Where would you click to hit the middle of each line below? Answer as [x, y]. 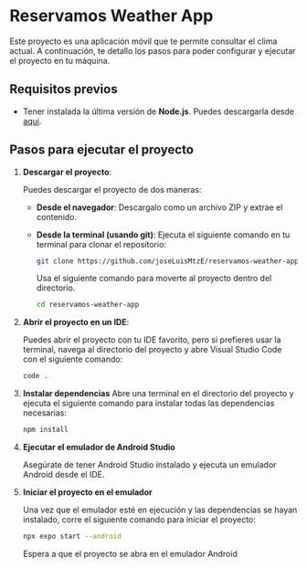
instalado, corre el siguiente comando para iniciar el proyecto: [139, 520]
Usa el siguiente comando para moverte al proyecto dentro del [154, 279]
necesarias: [44, 413]
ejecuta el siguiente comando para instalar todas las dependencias [148, 404]
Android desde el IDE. [64, 475]
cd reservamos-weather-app [88, 305]
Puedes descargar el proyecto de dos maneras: [112, 189]
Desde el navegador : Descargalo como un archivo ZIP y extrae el [159, 207]
